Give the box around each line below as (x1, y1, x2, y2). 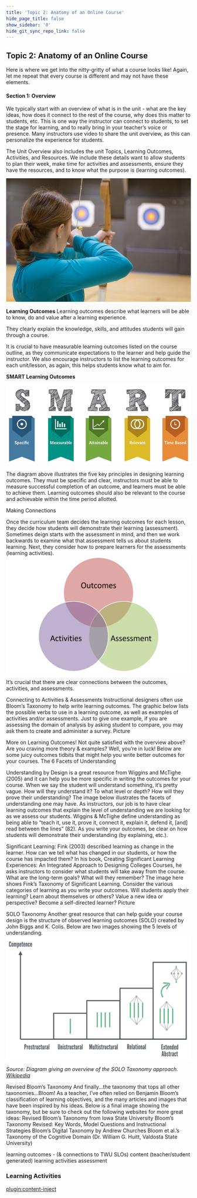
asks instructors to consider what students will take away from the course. (6, 867, 186, 875)
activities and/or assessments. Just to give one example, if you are (6, 715, 167, 722)
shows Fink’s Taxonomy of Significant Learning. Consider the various (6, 880, 173, 887)
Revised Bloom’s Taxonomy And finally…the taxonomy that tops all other (6, 1083, 180, 1090)
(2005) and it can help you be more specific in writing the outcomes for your (6, 775, 191, 782)
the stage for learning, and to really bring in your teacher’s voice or (6, 124, 168, 131)
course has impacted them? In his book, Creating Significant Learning (6, 855, 175, 862)
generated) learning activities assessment (6, 1157, 107, 1164)
